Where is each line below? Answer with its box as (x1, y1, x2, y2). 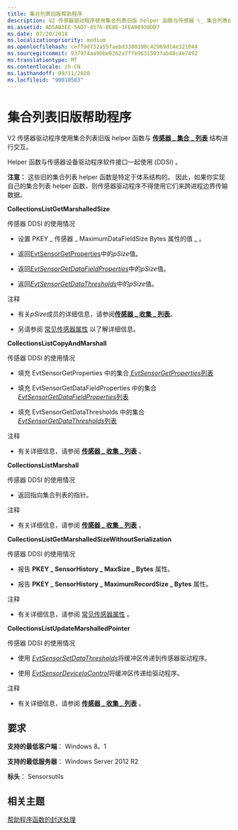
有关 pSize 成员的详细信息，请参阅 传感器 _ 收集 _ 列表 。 (17, 310, 176, 319)
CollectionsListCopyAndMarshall (7, 339, 107, 348)
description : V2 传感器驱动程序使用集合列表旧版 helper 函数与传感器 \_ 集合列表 (7, 17, 228, 24)
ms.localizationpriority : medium (7, 37, 106, 44)
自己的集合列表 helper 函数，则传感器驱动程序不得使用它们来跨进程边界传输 (7, 182, 228, 190)
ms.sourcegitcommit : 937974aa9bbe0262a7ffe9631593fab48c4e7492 (7, 50, 198, 57)
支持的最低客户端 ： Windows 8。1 (7, 742, 107, 751)
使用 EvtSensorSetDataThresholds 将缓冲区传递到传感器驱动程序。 (17, 654, 211, 663)
